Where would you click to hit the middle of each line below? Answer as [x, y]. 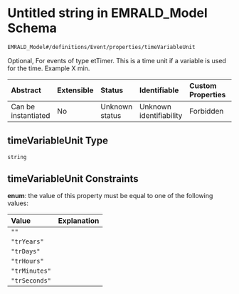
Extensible [75, 90]
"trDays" [26, 251]
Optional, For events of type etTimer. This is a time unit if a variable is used [117, 60]
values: [18, 203]
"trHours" [27, 261]
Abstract [26, 90]
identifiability [161, 115]
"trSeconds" [31, 281]
